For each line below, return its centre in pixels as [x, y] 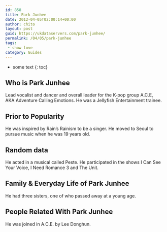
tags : [11, 43]
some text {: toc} [30, 67]
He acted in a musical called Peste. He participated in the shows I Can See [83, 162]
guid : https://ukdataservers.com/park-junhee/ [55, 34]
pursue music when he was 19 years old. [48, 134]
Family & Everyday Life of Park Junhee [67, 184]
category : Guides [24, 52]
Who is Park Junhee [38, 82]
